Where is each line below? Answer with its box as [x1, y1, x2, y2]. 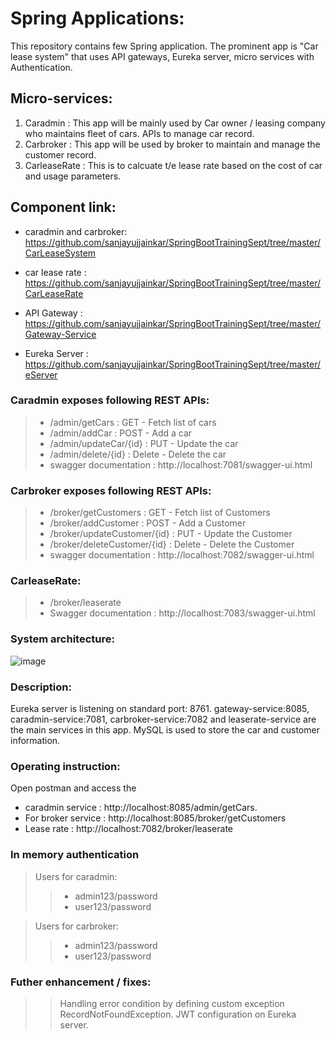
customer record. [24, 148, 97, 161]
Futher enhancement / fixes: [10, 975, 152, 989]
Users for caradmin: [34, 870, 118, 882]
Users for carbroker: [34, 920, 120, 932]
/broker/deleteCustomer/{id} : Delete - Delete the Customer [49, 538, 295, 551]
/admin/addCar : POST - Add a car [49, 427, 193, 439]
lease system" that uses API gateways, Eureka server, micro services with [10, 50, 315, 62]
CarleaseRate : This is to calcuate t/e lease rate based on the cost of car [24, 159, 323, 171]
